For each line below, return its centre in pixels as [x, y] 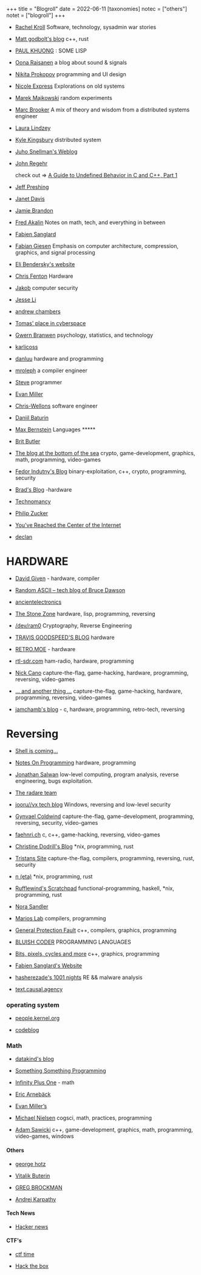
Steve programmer [39, 382]
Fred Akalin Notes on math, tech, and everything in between [90, 222]
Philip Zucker [32, 513]
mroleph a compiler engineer [51, 370]
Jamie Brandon [34, 210]
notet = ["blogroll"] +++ [36, 15]
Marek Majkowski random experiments [63, 98]
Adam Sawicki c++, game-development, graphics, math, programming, [104, 1130]
